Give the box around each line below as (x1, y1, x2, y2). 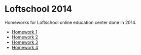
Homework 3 (11, 39, 38, 45)
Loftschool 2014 (4, 3, 72, 15)
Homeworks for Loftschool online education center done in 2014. (4, 19, 137, 25)
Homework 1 (11, 29, 37, 35)
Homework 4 (11, 44, 38, 50)
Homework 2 (11, 34, 38, 40)
